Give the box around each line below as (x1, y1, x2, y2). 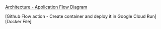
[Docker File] (5, 19, 32, 24)
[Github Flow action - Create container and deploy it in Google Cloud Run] (5, 14, 157, 19)
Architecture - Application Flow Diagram (5, 4, 88, 10)
